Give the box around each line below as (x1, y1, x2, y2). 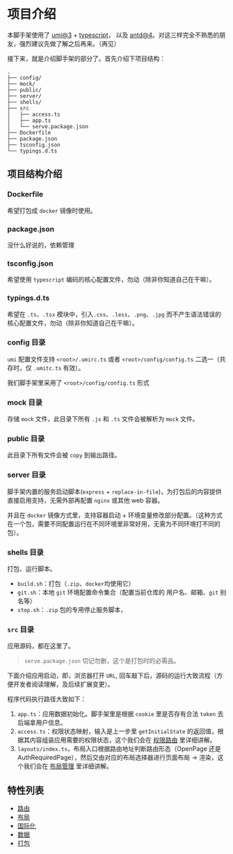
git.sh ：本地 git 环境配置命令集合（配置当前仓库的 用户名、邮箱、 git (17, 588, 219, 596)
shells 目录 (7, 547, 44, 557)
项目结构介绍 (7, 168, 63, 180)
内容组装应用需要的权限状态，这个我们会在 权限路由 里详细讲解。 (29, 736, 216, 745)
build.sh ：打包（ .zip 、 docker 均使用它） (17, 579, 135, 588)
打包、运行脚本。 (7, 565, 56, 572)
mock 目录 (7, 397, 43, 407)
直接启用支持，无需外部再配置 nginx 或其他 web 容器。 (7, 496, 164, 504)
